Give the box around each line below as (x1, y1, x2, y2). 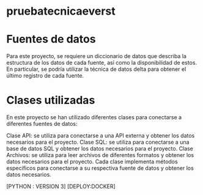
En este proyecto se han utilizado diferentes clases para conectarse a (6, 114, 182, 121)
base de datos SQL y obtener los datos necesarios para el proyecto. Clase (6, 145, 194, 152)
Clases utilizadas (6, 94, 95, 108)
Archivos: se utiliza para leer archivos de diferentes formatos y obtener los (6, 152, 194, 159)
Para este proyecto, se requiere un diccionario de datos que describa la (6, 53, 186, 60)
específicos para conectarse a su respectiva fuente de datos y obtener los (6, 164, 194, 172)
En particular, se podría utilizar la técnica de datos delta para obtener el (6, 65, 186, 73)
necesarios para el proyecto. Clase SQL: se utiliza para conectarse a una (6, 139, 190, 146)
